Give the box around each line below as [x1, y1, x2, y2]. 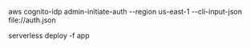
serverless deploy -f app [8, 31, 90, 40]
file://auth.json [8, 15, 56, 25]
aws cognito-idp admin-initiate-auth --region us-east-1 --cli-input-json [8, 7, 243, 16]
